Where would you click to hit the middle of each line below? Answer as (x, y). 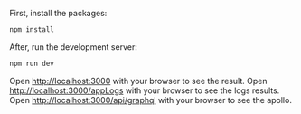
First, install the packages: (58, 13)
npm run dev (32, 63)
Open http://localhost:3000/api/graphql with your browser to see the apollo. (150, 100)
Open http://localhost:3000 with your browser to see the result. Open (138, 81)
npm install (32, 30)
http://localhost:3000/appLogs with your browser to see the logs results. (145, 90)
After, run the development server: (73, 47)
